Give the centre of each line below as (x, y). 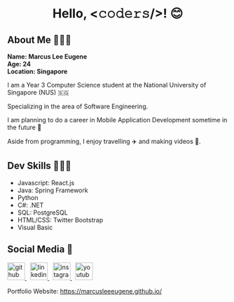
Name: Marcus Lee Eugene (47, 57)
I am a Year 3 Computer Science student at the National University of (107, 85)
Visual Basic (35, 227)
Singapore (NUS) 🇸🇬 (38, 92)
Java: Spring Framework (53, 190)
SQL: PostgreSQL (42, 213)
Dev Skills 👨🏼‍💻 (39, 166)
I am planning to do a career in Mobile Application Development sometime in (117, 120)
